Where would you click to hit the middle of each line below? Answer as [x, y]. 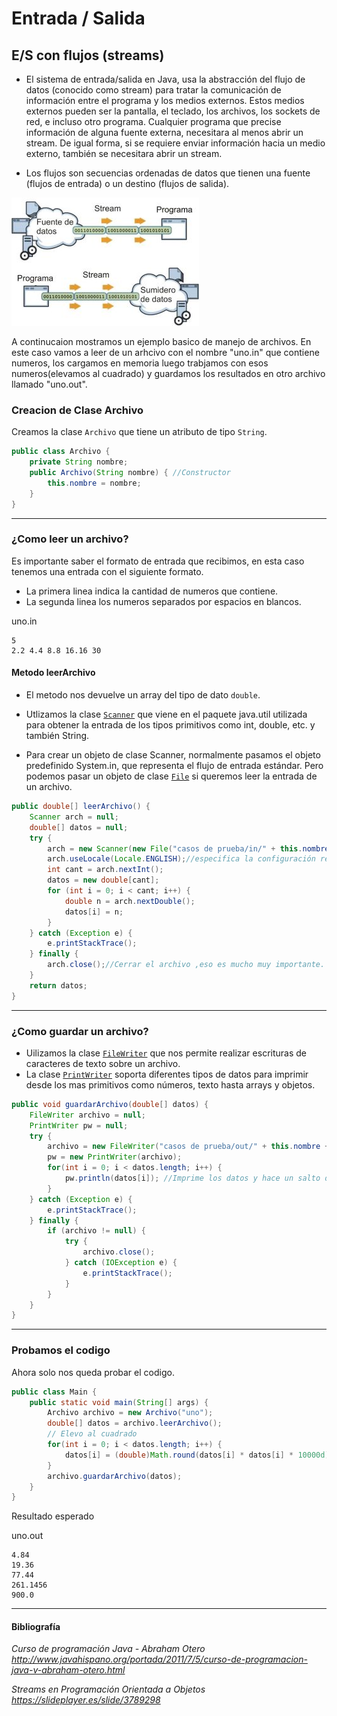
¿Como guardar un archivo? [80, 1031]
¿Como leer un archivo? [70, 539]
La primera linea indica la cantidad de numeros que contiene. [152, 591]
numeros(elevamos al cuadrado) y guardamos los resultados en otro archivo [168, 373]
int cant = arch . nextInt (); [105, 870]
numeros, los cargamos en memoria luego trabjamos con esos [140, 363]
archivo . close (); [119, 1252]
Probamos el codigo [61, 1350]
